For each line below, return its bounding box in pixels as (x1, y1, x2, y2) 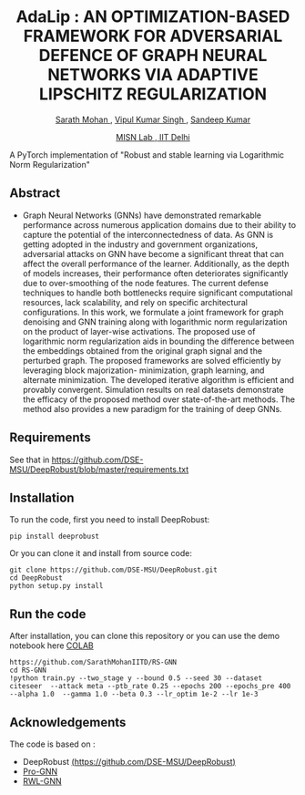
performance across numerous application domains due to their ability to (22, 219, 297, 230)
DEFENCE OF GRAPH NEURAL (38, 46, 268, 66)
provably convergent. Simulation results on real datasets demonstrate (22, 384, 284, 395)
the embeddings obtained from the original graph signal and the (22, 345, 262, 356)
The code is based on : (9, 738, 96, 749)
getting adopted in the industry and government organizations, (22, 239, 259, 250)
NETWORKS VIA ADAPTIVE (47, 65, 259, 86)
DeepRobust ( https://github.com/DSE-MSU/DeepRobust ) (22, 757, 237, 767)
